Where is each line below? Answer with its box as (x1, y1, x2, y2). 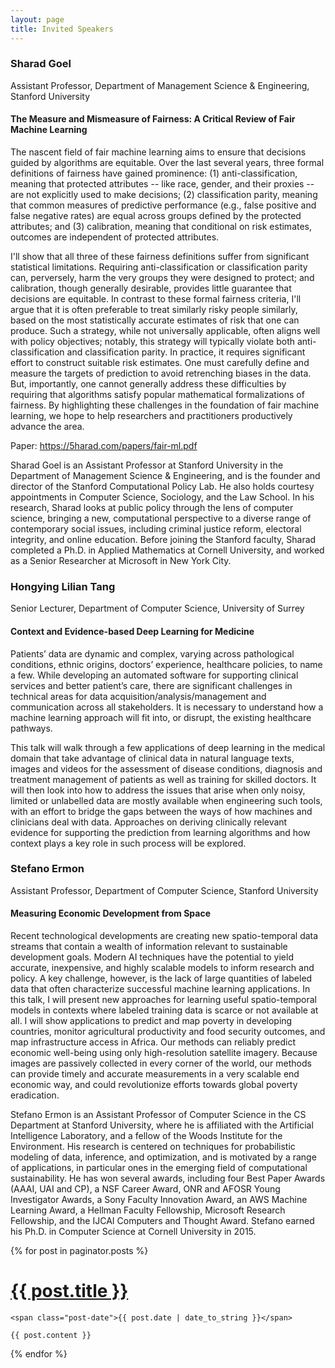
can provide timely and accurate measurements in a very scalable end (10, 1068, 300, 1080)
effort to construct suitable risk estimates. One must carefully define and (10, 357, 310, 368)
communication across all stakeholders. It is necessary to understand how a (10, 701, 324, 713)
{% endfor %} (10, 1347, 68, 1360)
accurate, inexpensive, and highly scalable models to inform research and (10, 962, 315, 973)
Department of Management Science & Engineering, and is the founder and (10, 470, 321, 481)
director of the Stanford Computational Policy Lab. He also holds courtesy (10, 481, 315, 492)
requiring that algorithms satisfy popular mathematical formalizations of (10, 389, 305, 400)
